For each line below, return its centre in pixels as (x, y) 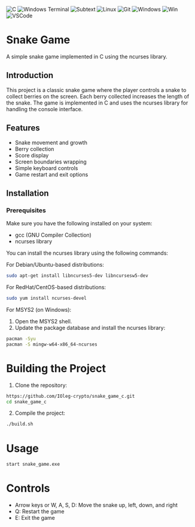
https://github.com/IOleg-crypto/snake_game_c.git (71, 396)
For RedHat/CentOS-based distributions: (56, 287)
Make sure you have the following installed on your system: (79, 224)
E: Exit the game (35, 518)
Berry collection (34, 149)
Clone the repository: (41, 385)
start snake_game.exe (33, 465)
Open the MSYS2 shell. (43, 321)
